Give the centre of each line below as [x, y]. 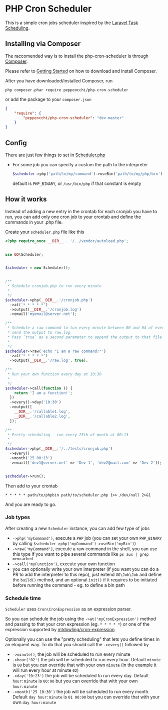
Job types [18, 517]
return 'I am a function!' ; [43, 393]
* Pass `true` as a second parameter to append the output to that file [85, 337]
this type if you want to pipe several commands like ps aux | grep [80, 554]
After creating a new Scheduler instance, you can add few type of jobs [77, 528]
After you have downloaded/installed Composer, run [59, 80]
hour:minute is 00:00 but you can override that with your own [75, 681]
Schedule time [23, 598]
